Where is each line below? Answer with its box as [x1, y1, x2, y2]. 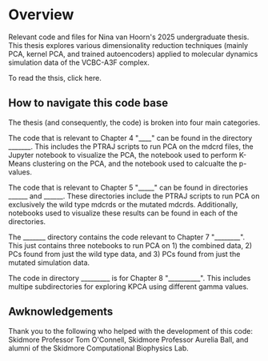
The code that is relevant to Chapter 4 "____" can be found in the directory [8, 133, 253, 142]
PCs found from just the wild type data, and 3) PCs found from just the [8, 249, 241, 259]
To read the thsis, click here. [8, 73, 102, 82]
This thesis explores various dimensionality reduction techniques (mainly [8, 40, 249, 50]
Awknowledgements [8, 305, 114, 319]
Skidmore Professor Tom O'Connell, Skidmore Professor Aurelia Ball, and [8, 335, 249, 344]
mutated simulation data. [8, 258, 90, 267]
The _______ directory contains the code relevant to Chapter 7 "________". [8, 232, 246, 242]
